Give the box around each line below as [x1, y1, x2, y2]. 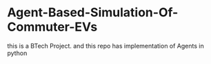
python [7, 49, 28, 57]
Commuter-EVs [7, 19, 98, 35]
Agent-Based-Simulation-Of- [7, 5, 179, 20]
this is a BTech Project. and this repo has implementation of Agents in [7, 42, 205, 50]
